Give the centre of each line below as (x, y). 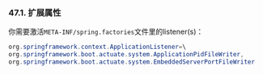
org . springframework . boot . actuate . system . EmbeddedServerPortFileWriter (131, 62)
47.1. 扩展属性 (35, 12)
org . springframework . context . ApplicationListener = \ (97, 47)
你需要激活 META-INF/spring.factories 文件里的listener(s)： (106, 32)
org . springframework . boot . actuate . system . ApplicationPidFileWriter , (126, 55)
